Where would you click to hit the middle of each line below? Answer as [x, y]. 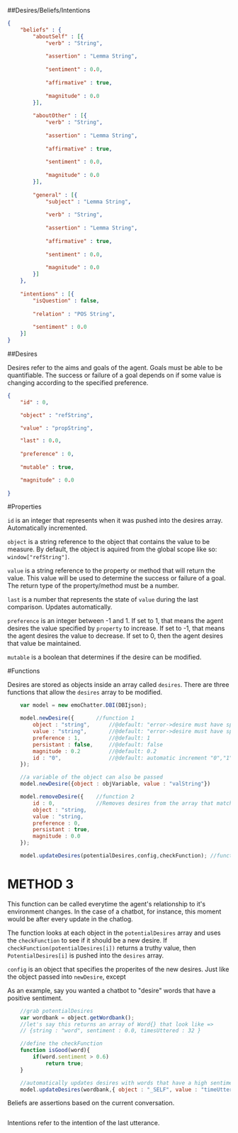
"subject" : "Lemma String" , [88, 202]
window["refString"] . [39, 557]
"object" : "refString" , [57, 415]
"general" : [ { [55, 195]
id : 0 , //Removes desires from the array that [123, 803]
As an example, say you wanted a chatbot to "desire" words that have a [112, 990]
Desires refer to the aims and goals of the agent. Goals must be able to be [115, 367]
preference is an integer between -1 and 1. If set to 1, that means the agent [115, 621]
